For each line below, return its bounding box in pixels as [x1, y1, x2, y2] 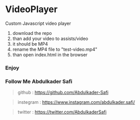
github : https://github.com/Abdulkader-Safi [17, 90, 109, 96]
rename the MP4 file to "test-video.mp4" [12, 46, 97, 52]
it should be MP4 [12, 41, 48, 47]
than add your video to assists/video [12, 35, 88, 42]
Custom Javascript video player [5, 20, 72, 26]
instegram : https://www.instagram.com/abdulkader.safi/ [17, 99, 135, 105]
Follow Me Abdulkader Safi [5, 77, 73, 85]
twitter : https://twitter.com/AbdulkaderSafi [17, 109, 107, 115]
